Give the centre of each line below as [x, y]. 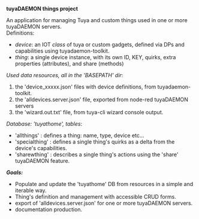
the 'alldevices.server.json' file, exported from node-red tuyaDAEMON [102, 99]
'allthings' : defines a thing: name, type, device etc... [79, 135]
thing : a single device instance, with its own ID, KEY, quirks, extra [95, 57]
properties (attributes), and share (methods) [69, 63]
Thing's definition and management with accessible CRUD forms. [96, 197]
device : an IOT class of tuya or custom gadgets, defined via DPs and [99, 45]
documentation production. [49, 209]
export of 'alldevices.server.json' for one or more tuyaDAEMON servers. [104, 203]
